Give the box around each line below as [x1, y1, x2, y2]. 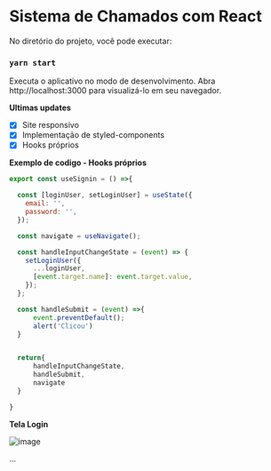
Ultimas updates [9, 102, 71, 113]
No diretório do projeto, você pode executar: [9, 36, 172, 46]
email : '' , [25, 199, 66, 208]
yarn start [9, 58, 56, 68]
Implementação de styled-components [21, 130, 165, 140]
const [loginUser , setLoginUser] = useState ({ [17, 191, 193, 200]
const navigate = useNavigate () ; [17, 231, 141, 241]
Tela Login [9, 419, 49, 429]
